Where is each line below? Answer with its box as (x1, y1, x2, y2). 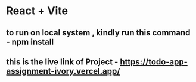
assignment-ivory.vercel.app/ (6, 66, 120, 76)
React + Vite (6, 4, 69, 18)
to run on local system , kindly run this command (6, 28, 191, 38)
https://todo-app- (120, 57, 188, 67)
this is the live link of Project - (6, 57, 119, 67)
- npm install (6, 37, 54, 47)
